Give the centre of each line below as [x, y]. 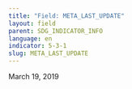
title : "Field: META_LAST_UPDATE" [67, 16]
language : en [30, 38]
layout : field [32, 23]
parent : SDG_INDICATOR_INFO [56, 31]
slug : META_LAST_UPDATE [49, 53]
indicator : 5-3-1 [38, 46]
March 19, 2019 [34, 76]
